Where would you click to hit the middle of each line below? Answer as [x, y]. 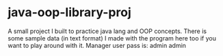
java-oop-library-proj [70, 12]
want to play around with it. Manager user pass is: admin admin [97, 45]
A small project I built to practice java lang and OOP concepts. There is [107, 31]
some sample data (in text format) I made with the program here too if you [112, 38]
